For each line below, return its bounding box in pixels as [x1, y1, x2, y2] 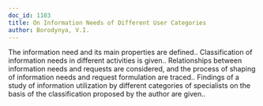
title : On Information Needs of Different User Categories [8, 19, 207, 27]
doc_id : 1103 [8, 11, 51, 20]
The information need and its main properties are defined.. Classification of [8, 48, 253, 57]
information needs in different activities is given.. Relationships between [8, 56, 242, 65]
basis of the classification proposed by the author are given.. [8, 90, 206, 99]
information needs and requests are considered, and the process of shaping [8, 64, 256, 74]
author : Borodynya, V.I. [8, 26, 90, 34]
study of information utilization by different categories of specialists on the [8, 81, 251, 90]
